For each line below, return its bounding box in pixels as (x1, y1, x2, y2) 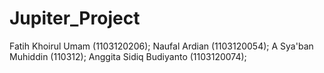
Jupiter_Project (9, 7, 141, 30)
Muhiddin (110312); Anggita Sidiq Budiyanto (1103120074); (9, 50, 247, 62)
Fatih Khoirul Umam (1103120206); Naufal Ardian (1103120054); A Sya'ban (9, 40, 314, 52)
